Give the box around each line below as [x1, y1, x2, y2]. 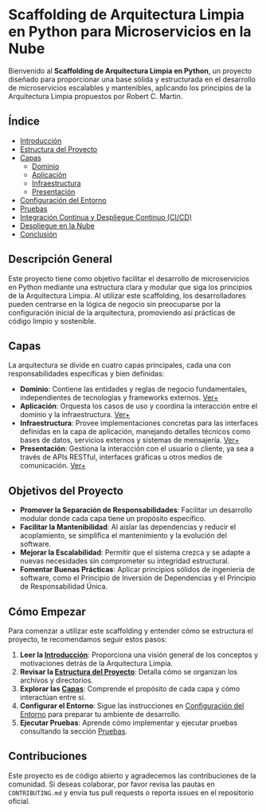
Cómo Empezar [8, 605, 86, 619]
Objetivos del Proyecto [8, 484, 123, 497]
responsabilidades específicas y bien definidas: [8, 369, 165, 379]
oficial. [8, 796, 30, 806]
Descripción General [8, 253, 113, 266]
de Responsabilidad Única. [19, 582, 108, 591]
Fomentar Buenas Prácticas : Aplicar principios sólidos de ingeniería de [19, 565, 255, 575]
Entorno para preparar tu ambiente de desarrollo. [19, 710, 182, 718]
